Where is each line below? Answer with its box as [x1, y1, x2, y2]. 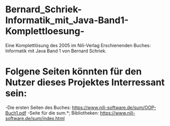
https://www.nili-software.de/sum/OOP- [72, 104, 156, 111]
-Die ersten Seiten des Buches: [5, 104, 71, 111]
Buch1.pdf [5, 110, 27, 116]
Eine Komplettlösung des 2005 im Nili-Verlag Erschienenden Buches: [5, 42, 151, 48]
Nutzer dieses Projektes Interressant [5, 77, 165, 88]
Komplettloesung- [5, 26, 84, 37]
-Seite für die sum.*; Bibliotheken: [27, 110, 99, 116]
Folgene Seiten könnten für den [5, 66, 142, 77]
